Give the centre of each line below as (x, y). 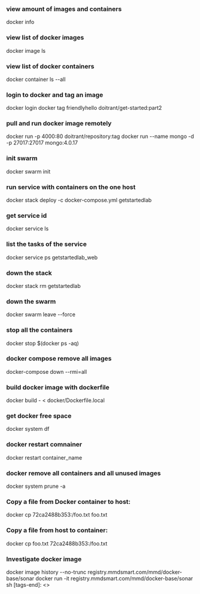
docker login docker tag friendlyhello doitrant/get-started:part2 (84, 108)
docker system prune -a (36, 486)
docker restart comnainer (44, 445)
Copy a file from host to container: (57, 530)
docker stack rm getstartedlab (43, 286)
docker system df (28, 429)
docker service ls (28, 229)
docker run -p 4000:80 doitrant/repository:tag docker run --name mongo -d (100, 136)
